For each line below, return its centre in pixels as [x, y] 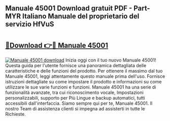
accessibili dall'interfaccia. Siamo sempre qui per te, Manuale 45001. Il [79, 103]
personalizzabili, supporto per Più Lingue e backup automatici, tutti [75, 98]
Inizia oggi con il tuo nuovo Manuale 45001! [111, 60]
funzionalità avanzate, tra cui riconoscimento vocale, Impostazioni [74, 93]
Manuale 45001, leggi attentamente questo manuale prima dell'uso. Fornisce [85, 76]
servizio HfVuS [30, 24]
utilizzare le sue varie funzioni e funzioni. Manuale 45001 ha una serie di [81, 87]
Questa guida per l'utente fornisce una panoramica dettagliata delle [76, 65]
